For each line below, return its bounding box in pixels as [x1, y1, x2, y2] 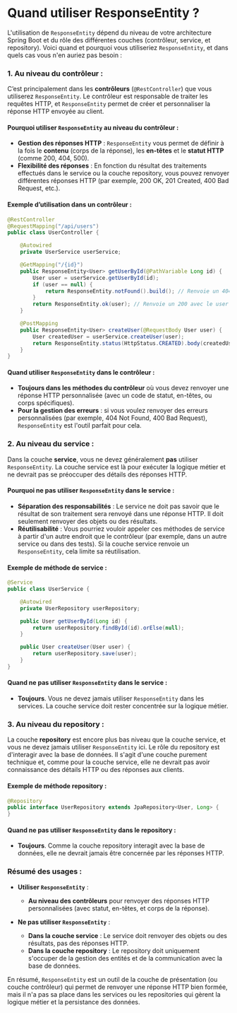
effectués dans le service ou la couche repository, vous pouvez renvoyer [17, 169, 230, 177]
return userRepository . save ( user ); [32, 650, 138, 657]
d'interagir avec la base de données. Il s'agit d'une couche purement [7, 751, 207, 759]
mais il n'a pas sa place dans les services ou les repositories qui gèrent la [7, 990, 221, 998]
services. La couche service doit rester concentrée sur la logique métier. [17, 702, 229, 710]
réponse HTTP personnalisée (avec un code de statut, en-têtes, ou [17, 391, 212, 400]
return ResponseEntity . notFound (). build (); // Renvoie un [44, 288, 219, 295]
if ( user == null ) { [32, 281, 93, 288]
